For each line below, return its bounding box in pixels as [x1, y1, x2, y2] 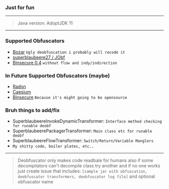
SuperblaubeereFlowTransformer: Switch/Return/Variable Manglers [12, 138, 154, 144]
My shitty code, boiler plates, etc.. [12, 144, 94, 149]
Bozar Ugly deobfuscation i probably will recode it [12, 49, 125, 55]
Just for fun [5, 4, 35, 11]
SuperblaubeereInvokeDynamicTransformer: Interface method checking [12, 118, 162, 124]
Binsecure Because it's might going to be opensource [12, 94, 127, 100]
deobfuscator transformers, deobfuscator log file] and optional [17, 173, 155, 179]
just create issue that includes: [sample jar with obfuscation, [17, 168, 147, 174]
